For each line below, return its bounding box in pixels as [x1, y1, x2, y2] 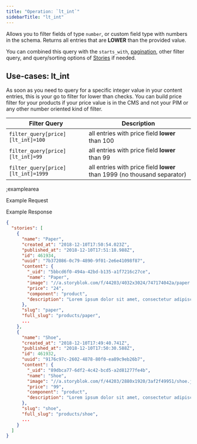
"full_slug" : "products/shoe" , [21, 411, 98, 417]
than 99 [89, 153, 110, 162]
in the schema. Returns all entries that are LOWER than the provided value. [6, 36, 186, 44]
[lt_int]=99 [9, 153, 43, 161]
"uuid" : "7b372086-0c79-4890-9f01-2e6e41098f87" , [21, 258, 145, 264]
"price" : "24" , [27, 285, 64, 291]
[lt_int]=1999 [9, 171, 49, 177]
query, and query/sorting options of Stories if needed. [6, 54, 137, 61]
